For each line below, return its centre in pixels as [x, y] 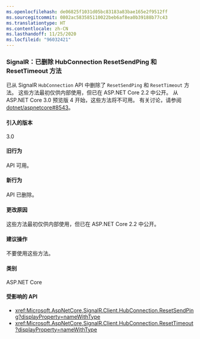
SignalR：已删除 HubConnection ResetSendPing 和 [82, 62]
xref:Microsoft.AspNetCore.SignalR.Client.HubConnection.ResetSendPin [104, 310]
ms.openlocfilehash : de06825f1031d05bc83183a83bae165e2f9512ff [87, 12]
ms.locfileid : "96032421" [38, 40]
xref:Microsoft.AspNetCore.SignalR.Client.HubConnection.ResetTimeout [104, 323]
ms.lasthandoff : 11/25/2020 [41, 34]
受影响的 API [22, 297]
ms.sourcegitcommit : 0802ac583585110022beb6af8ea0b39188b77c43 [87, 17]
